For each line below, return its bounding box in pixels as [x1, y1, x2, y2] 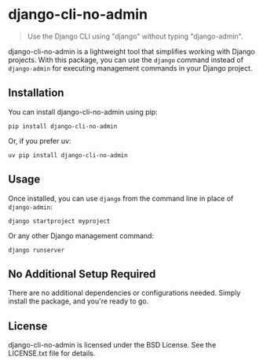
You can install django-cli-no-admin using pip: [8, 107, 159, 116]
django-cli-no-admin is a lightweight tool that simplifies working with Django [8, 46, 255, 56]
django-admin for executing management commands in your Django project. [8, 63, 253, 72]
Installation [8, 86, 64, 100]
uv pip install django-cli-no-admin [8, 151, 128, 159]
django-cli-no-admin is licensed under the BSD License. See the [8, 340, 217, 350]
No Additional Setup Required [8, 267, 156, 281]
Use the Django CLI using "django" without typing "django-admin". [27, 31, 243, 41]
